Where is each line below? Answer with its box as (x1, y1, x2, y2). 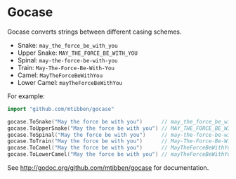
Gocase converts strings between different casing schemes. (7, 27, 182, 36)
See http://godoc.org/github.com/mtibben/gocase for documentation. (7, 164, 209, 172)
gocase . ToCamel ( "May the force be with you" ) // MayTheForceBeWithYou (7, 145, 234, 152)
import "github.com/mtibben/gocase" (7, 105, 114, 112)
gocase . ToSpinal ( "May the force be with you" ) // (7, 131, 169, 138)
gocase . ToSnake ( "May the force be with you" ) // (7, 118, 169, 125)
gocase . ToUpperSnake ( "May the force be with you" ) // (7, 124, 169, 132)
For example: (7, 92, 46, 100)
